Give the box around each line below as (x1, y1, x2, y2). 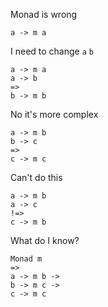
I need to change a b (10, 45, 94, 57)
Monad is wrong (10, 9, 78, 20)
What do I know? (10, 235, 80, 246)
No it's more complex (10, 109, 99, 120)
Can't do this (10, 172, 63, 183)
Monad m (10, 254, 43, 264)
